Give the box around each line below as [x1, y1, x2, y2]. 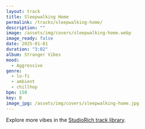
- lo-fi [11, 73, 30, 79]
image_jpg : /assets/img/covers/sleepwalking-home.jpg [6, 100, 140, 106]
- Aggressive [11, 62, 43, 69]
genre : [6, 68, 22, 74]
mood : [6, 57, 19, 63]
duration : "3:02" [6, 46, 48, 52]
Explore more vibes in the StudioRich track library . [6, 116, 126, 123]
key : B [6, 95, 22, 101]
